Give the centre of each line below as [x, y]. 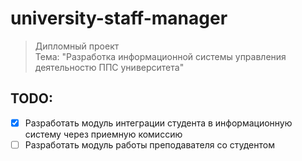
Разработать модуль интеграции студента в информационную [158, 123]
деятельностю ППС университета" [109, 67]
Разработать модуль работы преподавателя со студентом [149, 144]
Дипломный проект [77, 46]
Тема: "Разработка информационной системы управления [160, 56]
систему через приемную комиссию [103, 134]
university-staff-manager [119, 18]
